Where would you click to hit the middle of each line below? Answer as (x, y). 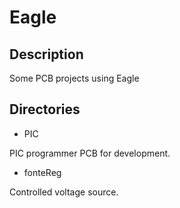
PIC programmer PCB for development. (90, 153)
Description (46, 54)
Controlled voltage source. (64, 192)
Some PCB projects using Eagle (74, 78)
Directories (45, 109)
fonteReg (42, 172)
